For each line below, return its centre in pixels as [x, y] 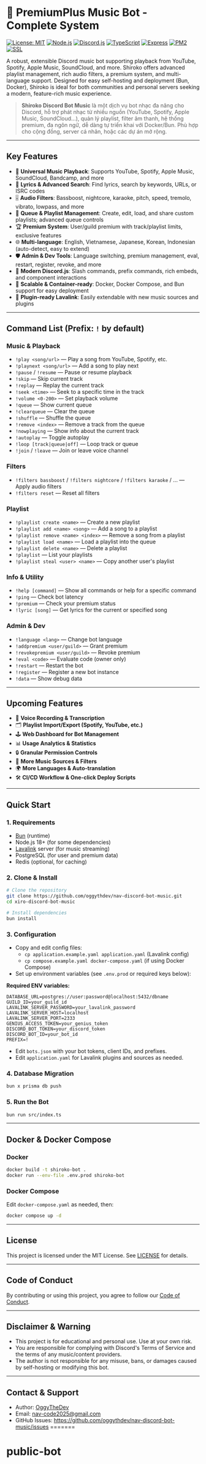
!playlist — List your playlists [54, 555]
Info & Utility [25, 577]
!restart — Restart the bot [49, 665]
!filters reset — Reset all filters [57, 492]
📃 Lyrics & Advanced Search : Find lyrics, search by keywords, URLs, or [106, 184]
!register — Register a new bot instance [67, 672]
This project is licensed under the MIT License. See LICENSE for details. [97, 1255]
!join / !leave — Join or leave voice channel [72, 451]
